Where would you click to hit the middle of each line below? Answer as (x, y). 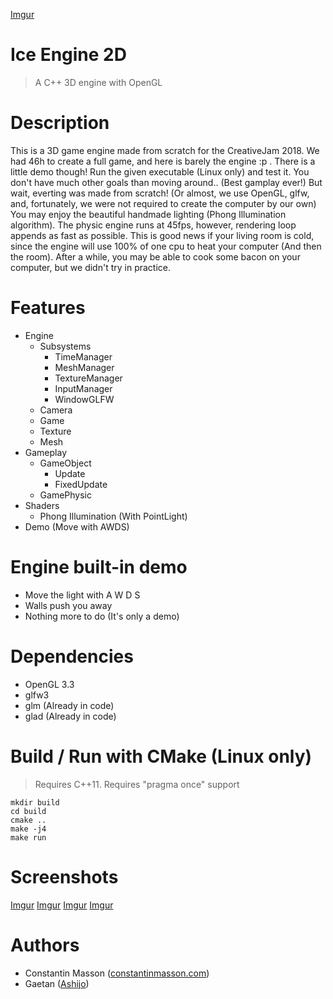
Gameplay (46, 452)
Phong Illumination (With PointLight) (113, 516)
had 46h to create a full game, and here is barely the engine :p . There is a (163, 161)
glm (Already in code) (69, 705)
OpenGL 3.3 (49, 684)
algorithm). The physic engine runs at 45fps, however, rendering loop (153, 225)
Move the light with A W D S (82, 595)
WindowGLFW (84, 399)
